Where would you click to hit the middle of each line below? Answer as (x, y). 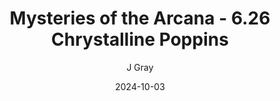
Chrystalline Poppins (140, 39)
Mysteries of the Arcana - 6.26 (140, 18)
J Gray (140, 67)
